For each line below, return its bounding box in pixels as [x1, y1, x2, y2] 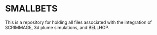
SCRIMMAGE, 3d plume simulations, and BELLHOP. [5, 24, 110, 30]
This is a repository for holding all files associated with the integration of [5, 19, 152, 25]
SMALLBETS [5, 3, 58, 14]
